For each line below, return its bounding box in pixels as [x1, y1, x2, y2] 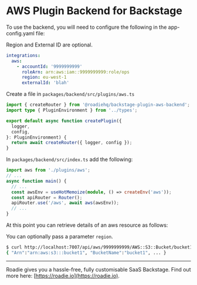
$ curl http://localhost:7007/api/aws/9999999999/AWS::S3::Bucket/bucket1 [6, 244, 193, 250]
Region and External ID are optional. [6, 41, 93, 48]
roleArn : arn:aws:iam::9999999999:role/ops [21, 69, 130, 75]
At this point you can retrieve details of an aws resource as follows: [6, 222, 168, 229]
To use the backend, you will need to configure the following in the [6, 24, 167, 31]
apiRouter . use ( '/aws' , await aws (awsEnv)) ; [11, 200, 119, 206]
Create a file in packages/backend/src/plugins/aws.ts [6, 90, 135, 98]
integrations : [6, 52, 41, 58]
